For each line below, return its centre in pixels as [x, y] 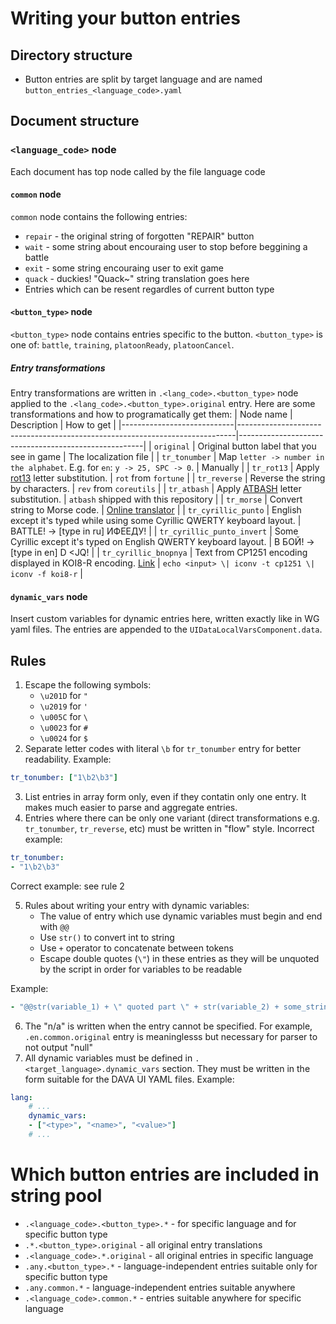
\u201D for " [64, 696]
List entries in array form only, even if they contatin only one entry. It [165, 796]
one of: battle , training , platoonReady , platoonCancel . [122, 345]
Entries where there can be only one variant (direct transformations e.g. [172, 818]
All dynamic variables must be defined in [108, 1058]
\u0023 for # [64, 728]
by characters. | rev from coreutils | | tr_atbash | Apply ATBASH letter [156, 489]
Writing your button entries [125, 18]
